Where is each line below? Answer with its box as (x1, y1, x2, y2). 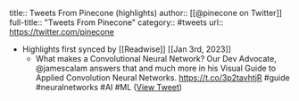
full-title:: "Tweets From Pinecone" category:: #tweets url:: (9, 17, 224, 28)
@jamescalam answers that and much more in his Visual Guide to (35, 63, 277, 73)
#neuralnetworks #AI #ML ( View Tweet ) (35, 82, 183, 92)
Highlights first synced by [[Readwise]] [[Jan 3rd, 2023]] (21, 44, 232, 55)
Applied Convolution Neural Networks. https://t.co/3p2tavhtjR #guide (35, 72, 290, 83)
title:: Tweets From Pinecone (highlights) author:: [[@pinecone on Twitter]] (9, 8, 283, 18)
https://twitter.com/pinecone (9, 27, 114, 37)
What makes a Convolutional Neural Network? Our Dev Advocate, (35, 54, 277, 63)
